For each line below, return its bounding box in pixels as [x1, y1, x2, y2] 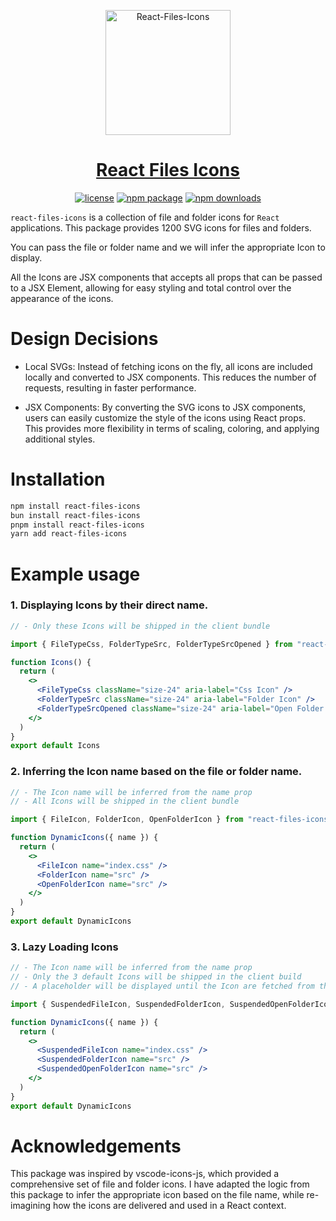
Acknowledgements [10, 1135, 182, 1157]
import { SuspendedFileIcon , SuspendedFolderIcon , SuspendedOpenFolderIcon [10, 999, 333, 1009]
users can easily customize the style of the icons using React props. [24, 411, 307, 424]
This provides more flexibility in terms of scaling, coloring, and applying [24, 422, 320, 434]
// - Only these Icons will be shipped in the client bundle [10, 621, 271, 631]
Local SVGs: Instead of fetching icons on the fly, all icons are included [24, 360, 313, 372]
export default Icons [10, 741, 101, 751]
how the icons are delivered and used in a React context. [52, 1200, 287, 1212]
